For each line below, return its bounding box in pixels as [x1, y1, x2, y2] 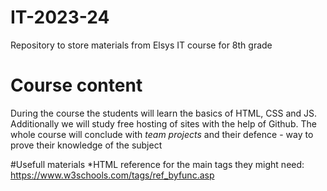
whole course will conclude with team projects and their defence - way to [10, 128, 314, 140]
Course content [10, 74, 143, 97]
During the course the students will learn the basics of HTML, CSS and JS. [10, 107, 318, 119]
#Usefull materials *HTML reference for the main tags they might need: [10, 158, 305, 170]
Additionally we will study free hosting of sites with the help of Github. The [10, 117, 317, 130]
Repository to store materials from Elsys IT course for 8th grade [10, 39, 273, 51]
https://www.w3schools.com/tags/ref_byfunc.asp [10, 169, 215, 181]
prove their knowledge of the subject [10, 139, 163, 151]
